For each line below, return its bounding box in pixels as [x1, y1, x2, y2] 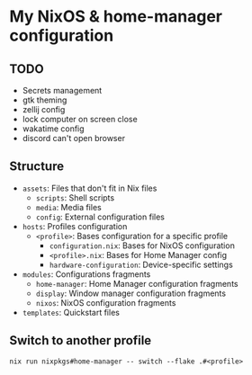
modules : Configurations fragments [22, 268, 151, 280]
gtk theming [22, 94, 67, 105]
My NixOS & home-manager [9, 6, 223, 27]
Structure [9, 159, 65, 174]
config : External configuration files [35, 211, 165, 222]
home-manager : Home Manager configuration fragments [35, 278, 238, 289]
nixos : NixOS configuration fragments [35, 297, 176, 308]
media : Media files [35, 201, 102, 212]
